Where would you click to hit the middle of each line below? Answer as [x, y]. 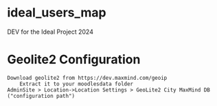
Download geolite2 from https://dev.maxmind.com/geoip [87, 78]
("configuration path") [41, 96]
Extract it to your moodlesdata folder [77, 84]
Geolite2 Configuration [74, 60]
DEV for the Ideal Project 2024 [50, 32]
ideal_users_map [57, 13]
